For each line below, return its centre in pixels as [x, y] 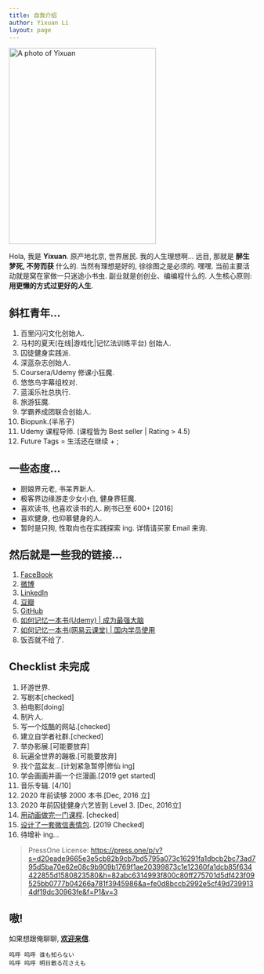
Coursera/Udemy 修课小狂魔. [67, 373]
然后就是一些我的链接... [66, 555]
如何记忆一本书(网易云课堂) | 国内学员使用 [88, 629]
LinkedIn [34, 593]
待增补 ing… [40, 834]
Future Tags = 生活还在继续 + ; [70, 441]
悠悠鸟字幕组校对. [49, 382]
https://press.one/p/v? [127, 850]
